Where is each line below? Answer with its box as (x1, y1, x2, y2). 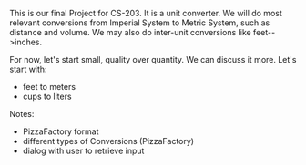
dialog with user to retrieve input (22, 145, 145, 156)
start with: (9, 63, 47, 74)
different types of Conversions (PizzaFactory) (22, 136, 194, 146)
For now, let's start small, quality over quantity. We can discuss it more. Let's (9, 54, 297, 64)
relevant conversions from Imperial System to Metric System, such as (9, 17, 270, 28)
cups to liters (22, 91, 72, 102)
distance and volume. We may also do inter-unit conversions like (9, 27, 252, 37)
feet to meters (22, 82, 76, 92)
